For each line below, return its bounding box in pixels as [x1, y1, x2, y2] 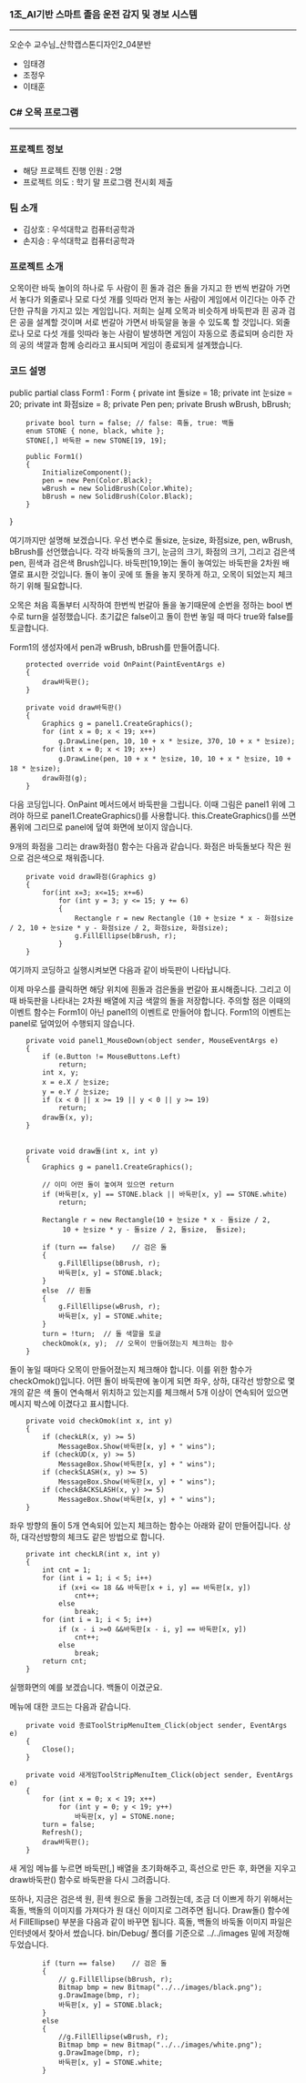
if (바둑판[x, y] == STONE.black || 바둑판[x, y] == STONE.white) [42, 1190, 289, 1199]
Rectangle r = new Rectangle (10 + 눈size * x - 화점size [74, 914, 294, 923]
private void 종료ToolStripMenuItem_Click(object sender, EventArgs [25, 1721, 288, 1730]
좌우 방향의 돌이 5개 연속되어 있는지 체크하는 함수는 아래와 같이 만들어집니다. [9, 1519, 281, 1531]
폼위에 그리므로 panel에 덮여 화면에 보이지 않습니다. [9, 822, 193, 832]
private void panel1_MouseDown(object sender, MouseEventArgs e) [25, 1036, 280, 1045]
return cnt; [42, 1656, 88, 1666]
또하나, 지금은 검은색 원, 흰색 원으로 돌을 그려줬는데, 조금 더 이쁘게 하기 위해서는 [9, 1893, 293, 1904]
